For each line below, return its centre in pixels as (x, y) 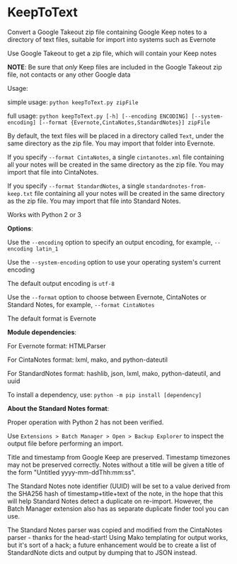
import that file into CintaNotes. (53, 172)
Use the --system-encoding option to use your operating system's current (114, 262)
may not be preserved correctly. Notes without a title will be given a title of (116, 465)
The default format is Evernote (52, 318)
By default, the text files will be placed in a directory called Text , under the (116, 136)
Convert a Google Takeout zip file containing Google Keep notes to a (107, 32)
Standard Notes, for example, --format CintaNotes (81, 304)
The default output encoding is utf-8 (61, 283)
